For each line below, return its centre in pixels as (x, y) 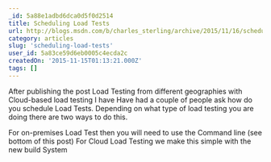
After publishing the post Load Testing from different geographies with (125, 91)
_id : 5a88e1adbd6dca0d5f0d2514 (61, 16)
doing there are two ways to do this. (68, 117)
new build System (38, 149)
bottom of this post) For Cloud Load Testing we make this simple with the (130, 141)
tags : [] (23, 69)
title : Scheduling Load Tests (59, 23)
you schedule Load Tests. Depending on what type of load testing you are (131, 108)
